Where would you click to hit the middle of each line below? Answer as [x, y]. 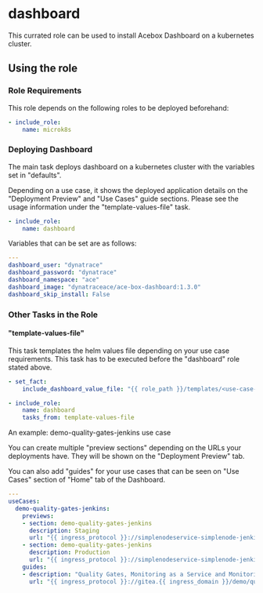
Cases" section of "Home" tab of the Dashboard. [87, 480]
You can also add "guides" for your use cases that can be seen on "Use [124, 471]
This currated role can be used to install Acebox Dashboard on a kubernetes [131, 35]
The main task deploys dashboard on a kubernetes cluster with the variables [131, 166]
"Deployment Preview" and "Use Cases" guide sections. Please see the [123, 198]
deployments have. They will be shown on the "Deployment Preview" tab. [126, 457]
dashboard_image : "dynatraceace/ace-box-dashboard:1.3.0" [104, 287]
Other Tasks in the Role [53, 315]
